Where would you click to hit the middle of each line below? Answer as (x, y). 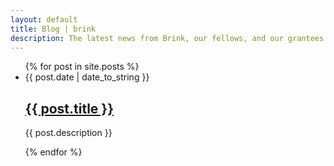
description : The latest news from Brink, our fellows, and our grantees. (169, 38)
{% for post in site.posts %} (82, 67)
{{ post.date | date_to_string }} (87, 77)
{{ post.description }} (68, 133)
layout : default (44, 19)
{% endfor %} (53, 152)
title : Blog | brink (53, 29)
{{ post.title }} (69, 108)
